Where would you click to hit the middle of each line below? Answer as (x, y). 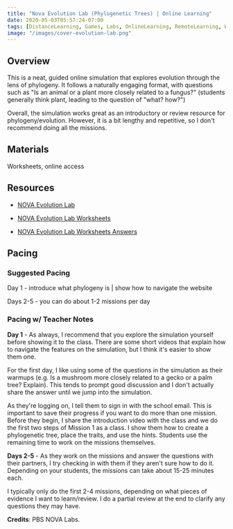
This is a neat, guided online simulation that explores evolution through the (114, 78)
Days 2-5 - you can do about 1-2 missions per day (79, 301)
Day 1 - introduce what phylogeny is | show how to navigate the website (110, 288)
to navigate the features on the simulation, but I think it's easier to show (109, 349)
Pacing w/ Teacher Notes (50, 319)
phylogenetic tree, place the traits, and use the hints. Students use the (107, 435)
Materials (28, 150)
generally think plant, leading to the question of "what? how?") (96, 100)
